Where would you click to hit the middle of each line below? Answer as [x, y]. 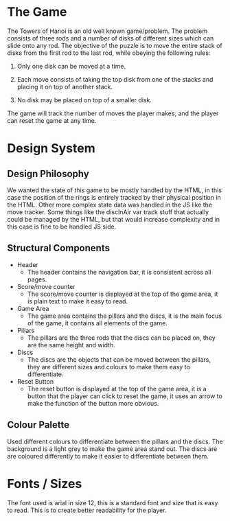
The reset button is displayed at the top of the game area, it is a [117, 389]
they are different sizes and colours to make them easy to [108, 367]
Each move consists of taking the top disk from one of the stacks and [115, 79]
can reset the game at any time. [52, 120]
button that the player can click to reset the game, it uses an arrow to [125, 396]
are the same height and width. [71, 345]
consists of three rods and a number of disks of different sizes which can [111, 38]
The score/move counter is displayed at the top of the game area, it [123, 294]
